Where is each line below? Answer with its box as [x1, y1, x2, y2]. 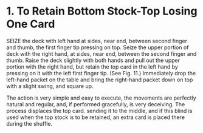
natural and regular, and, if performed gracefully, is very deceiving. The [6, 100, 185, 107]
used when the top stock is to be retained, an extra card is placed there [6, 114, 185, 121]
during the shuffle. [6, 120, 53, 127]
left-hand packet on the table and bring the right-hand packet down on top [6, 76, 193, 83]
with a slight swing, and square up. [6, 82, 94, 89]
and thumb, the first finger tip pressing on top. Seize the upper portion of [6, 44, 189, 51]
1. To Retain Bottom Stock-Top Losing [6, 4, 198, 18]
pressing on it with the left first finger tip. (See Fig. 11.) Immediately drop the [6, 69, 196, 77]
